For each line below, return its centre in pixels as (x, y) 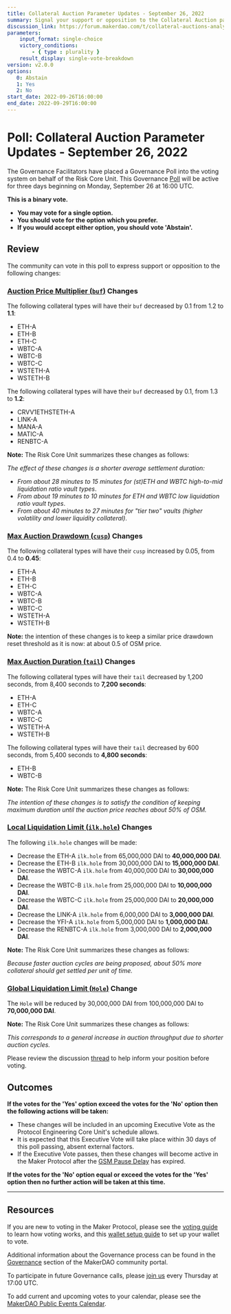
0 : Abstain (32, 78)
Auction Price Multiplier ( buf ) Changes (73, 291)
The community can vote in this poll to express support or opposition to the (114, 266)
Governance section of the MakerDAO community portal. (88, 1262)
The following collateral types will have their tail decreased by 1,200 (105, 676)
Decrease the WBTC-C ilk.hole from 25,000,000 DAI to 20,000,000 (115, 900)
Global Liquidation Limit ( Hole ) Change (72, 988)
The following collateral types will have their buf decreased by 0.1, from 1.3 (113, 391)
